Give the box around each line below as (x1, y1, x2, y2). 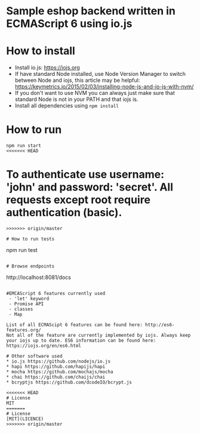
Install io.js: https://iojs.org (14, 64, 81, 71)
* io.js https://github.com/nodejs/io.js (6, 358, 111, 364)
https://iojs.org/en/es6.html (6, 343, 82, 349)
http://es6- (145, 322, 175, 328)
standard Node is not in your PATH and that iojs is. (14, 96, 139, 103)
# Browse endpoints (6, 263, 55, 269)
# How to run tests (6, 236, 55, 242)
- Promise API (8, 301, 44, 307)
